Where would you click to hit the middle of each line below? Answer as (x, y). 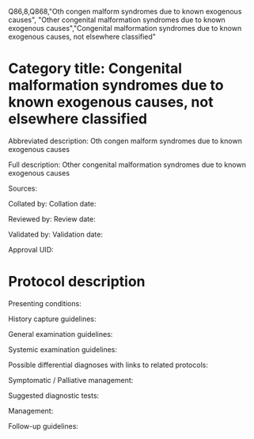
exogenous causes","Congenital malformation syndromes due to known (125, 28)
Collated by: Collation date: (52, 203)
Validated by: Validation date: (55, 234)
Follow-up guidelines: (44, 426)
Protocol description (77, 282)
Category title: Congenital (95, 68)
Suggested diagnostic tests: (54, 395)
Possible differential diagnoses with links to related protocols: (108, 365)
